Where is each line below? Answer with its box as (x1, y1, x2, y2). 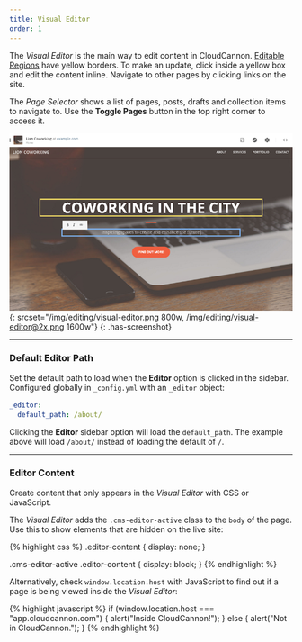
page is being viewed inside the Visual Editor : (9, 585, 178, 596)
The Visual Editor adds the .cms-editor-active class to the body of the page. (9, 514, 292, 525)
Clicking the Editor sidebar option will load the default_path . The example (9, 426, 283, 437)
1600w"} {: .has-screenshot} (66, 321, 173, 332)
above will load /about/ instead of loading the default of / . (9, 436, 225, 447)
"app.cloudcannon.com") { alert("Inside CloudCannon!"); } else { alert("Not (9, 612, 288, 623)
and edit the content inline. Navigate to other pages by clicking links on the (9, 68, 287, 80)
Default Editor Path (9, 352, 94, 365)
